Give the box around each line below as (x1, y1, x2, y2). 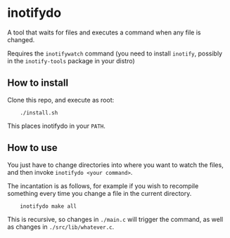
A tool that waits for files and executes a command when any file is (7, 28, 201, 37)
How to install (7, 77, 69, 89)
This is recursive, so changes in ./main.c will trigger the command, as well (7, 215, 224, 223)
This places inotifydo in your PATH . (7, 121, 106, 130)
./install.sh (20, 109, 58, 117)
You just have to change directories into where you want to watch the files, (7, 160, 224, 169)
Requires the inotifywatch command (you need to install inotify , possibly (7, 49, 223, 58)
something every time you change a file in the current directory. (7, 189, 192, 197)
